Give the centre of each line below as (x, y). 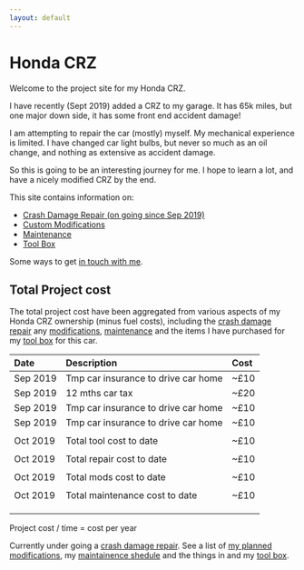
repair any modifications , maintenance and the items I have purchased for (147, 331)
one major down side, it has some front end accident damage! (125, 115)
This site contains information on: (72, 197)
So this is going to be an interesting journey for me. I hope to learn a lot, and (152, 170)
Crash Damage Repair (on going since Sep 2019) (114, 215)
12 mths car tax (99, 394)
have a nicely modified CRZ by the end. (83, 179)
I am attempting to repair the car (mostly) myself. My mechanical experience (152, 133)
